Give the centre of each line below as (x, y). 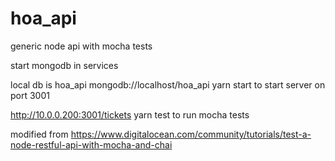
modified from (39, 134)
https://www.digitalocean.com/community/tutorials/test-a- (191, 134)
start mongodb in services (64, 65)
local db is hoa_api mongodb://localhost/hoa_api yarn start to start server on (168, 84)
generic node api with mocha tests (81, 46)
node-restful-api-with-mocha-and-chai (91, 144)
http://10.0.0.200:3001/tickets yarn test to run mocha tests (130, 114)
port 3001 (30, 95)
